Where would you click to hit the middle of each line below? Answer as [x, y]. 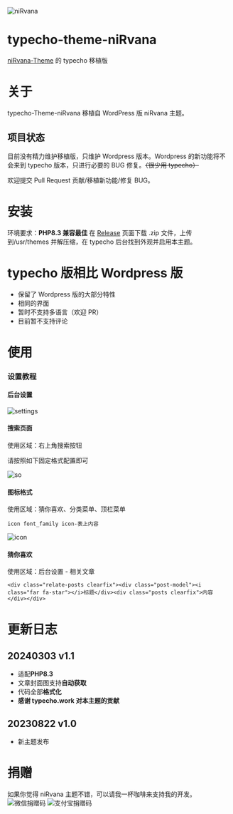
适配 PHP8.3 [35, 674]
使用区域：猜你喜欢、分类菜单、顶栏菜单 [66, 509]
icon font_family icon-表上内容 [53, 524]
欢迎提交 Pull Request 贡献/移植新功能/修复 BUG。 [81, 180]
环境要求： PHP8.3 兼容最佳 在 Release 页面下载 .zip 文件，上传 [100, 232]
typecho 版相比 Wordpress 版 [95, 273]
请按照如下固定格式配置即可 [48, 460]
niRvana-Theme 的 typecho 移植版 [58, 60]
